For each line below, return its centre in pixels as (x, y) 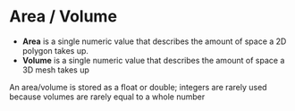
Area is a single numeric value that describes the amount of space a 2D (154, 41)
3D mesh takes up (55, 70)
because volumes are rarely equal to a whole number (107, 97)
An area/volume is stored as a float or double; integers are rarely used (138, 87)
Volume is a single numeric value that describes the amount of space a (153, 60)
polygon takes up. (55, 50)
